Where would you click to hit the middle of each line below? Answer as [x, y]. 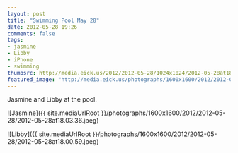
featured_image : [31, 79]
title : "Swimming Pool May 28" [53, 20]
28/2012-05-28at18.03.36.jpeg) [53, 121]
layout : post [27, 14]
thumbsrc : [22, 73]
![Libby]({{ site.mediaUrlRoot [49, 134]
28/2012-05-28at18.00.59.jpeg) [53, 142]
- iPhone [20, 60]
